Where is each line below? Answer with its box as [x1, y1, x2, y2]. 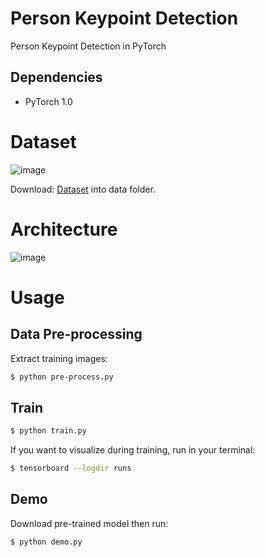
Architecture [10, 218, 118, 241]
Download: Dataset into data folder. [10, 183, 156, 195]
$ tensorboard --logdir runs [10, 463, 132, 474]
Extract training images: [10, 352, 108, 364]
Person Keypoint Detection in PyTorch [10, 40, 167, 52]
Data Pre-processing [10, 326, 143, 343]
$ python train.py [10, 426, 87, 436]
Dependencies [10, 69, 103, 86]
